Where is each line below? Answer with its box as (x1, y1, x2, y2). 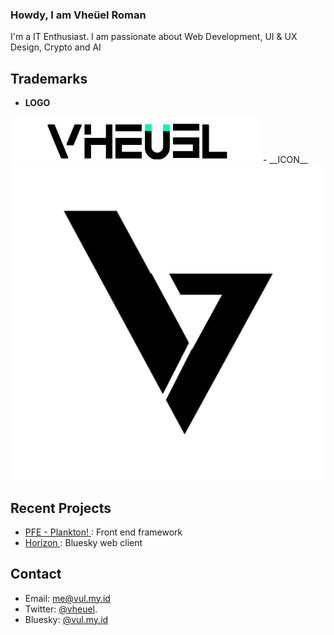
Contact (10, 566, 62, 583)
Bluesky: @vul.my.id (24, 613, 109, 625)
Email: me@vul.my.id (24, 592, 111, 604)
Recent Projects (10, 499, 112, 517)
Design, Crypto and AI (10, 41, 102, 53)
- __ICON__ (262, 154, 308, 166)
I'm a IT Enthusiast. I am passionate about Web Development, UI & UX (10, 31, 298, 43)
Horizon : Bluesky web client (24, 536, 143, 548)
